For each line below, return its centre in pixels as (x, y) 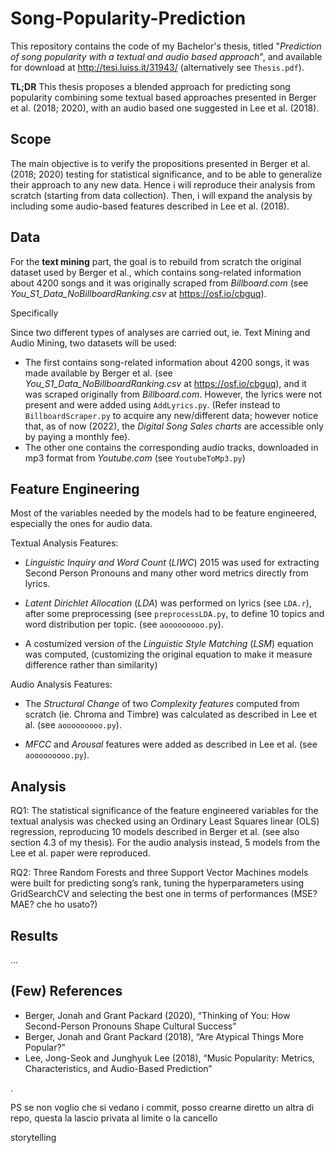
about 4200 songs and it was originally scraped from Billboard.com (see (159, 283)
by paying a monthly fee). (77, 436)
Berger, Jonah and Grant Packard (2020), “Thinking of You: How (157, 1015)
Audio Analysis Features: (61, 684)
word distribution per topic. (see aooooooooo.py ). (124, 624)
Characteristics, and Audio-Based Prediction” (118, 1068)
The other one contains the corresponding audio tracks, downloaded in (171, 447)
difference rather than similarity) (91, 665)
